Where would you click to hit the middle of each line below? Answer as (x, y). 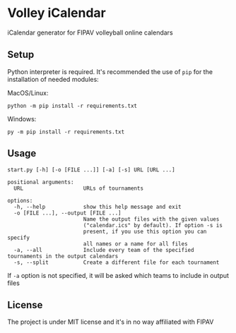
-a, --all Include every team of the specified (104, 250)
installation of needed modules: (53, 79)
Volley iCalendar (57, 13)
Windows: (22, 119)
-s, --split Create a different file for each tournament (117, 262)
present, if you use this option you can (145, 231)
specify (19, 238)
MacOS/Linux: (28, 92)
